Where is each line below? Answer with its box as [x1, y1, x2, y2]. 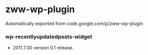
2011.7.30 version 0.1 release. [12, 45, 74, 51]
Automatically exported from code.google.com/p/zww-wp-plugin [5, 20, 143, 26]
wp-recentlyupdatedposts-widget [5, 33, 93, 40]
